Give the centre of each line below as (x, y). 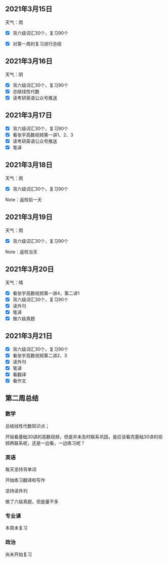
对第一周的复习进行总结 (37, 44)
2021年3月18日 (29, 165)
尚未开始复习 (18, 554)
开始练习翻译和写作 (25, 480)
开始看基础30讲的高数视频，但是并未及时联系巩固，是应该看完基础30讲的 (82, 437)
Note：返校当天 (22, 251)
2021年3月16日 (29, 61)
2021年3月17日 (29, 115)
